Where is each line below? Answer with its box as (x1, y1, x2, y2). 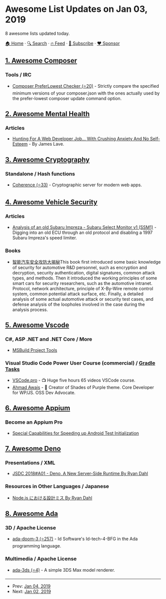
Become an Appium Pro (5, 419, 63, 426)
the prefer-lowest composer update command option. (12, 95, 122, 101)
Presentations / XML (5, 459, 55, 466)
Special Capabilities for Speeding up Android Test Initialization (12, 430, 139, 436)
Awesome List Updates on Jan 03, (5, 3, 148, 15)
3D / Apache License (5, 524, 56, 531)
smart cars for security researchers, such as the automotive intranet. (12, 280, 153, 286)
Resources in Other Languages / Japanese (5, 483, 110, 490)
